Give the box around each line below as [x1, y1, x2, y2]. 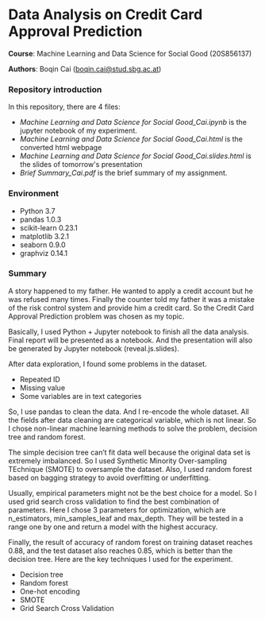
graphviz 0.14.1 [19, 248, 68, 257]
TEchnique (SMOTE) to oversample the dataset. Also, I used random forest [8, 464, 252, 474]
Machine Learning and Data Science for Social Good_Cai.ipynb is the [19, 118, 248, 127]
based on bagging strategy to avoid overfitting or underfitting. [8, 473, 211, 482]
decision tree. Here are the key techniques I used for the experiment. [8, 554, 233, 563]
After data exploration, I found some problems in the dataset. [8, 359, 208, 369]
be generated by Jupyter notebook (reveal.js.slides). [8, 343, 180, 353]
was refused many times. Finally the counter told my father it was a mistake [8, 294, 255, 304]
